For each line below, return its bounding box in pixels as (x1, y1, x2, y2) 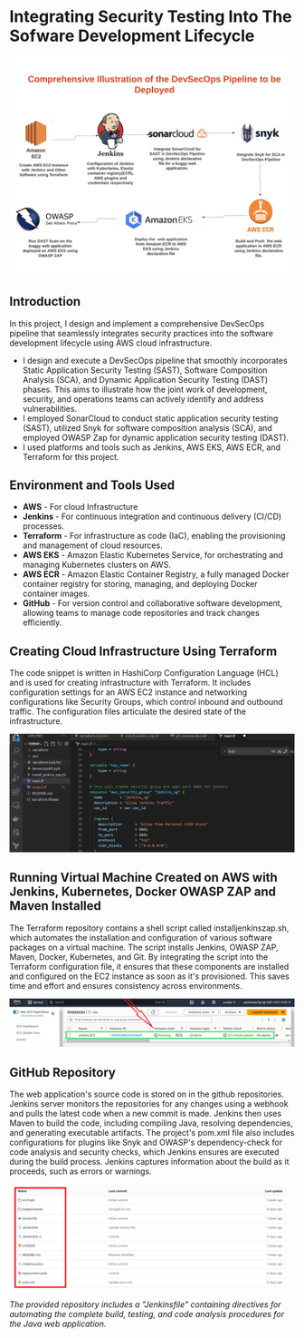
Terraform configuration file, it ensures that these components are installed (9, 961, 290, 972)
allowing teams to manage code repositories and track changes (22, 608, 260, 619)
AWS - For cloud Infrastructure (22, 502, 138, 513)
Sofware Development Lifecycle (9, 25, 255, 46)
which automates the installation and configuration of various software (9, 932, 273, 942)
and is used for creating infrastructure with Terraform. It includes (9, 678, 252, 689)
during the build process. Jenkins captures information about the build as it (9, 1157, 290, 1167)
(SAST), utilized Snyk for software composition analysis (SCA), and (22, 422, 273, 433)
